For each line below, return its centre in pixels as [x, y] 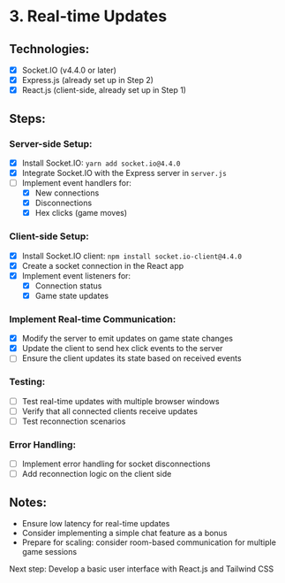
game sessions [49, 552]
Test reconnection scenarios [74, 421]
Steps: [27, 118]
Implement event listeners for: [76, 275]
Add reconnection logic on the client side [97, 474]
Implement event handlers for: [77, 183]
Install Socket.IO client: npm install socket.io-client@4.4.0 [132, 256]
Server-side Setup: [51, 143]
